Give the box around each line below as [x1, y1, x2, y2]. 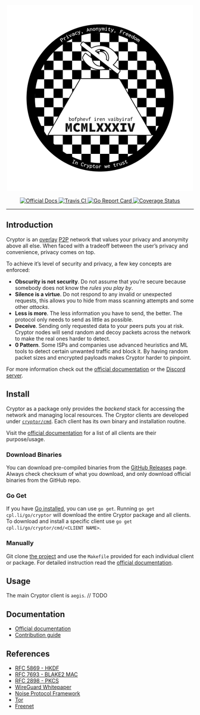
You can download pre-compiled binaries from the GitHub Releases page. [6, 464, 187, 471]
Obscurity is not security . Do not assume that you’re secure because [14, 278, 186, 285]
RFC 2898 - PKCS [14, 677, 60, 684]
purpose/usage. [6, 435, 46, 442]
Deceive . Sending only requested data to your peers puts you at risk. [14, 322, 185, 329]
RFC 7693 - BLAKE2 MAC [14, 670, 79, 678]
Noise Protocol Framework [14, 689, 80, 697]
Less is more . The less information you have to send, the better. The [14, 309, 183, 317]
